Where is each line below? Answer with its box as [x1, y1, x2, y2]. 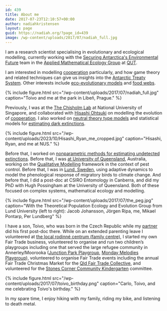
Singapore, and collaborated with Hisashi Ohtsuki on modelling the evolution [5, 109, 162, 115]
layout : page [5, 26, 32, 31]
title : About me [5, 12, 39, 17]
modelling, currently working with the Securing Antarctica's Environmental [5, 54, 158, 60]
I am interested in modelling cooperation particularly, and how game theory [5, 69, 160, 75]
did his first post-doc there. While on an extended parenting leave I [5, 228, 143, 234]
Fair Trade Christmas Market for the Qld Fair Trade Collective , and [5, 260, 141, 266]
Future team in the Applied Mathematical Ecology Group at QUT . [5, 59, 137, 65]
